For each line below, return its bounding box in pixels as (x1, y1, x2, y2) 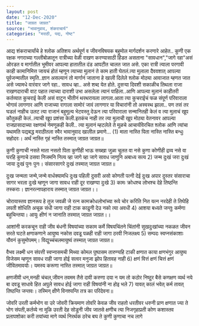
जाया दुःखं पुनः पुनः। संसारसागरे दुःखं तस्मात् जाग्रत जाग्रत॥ (6, 160, 116, 167)
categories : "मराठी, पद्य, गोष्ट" (6, 31, 76, 37)
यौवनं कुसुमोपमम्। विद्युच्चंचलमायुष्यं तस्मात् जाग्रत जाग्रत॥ (6, 237, 114, 244)
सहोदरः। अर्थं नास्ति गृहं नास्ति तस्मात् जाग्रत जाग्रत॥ (6, 135, 104, 142)
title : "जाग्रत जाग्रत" (6, 20, 51, 26)
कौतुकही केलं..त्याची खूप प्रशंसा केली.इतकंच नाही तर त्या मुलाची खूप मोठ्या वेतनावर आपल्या (6, 115, 176, 122)
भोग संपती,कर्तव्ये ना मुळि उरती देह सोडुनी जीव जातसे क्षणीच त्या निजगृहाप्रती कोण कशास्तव (6, 306, 174, 313)
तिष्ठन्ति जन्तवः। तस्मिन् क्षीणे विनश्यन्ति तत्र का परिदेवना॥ (6, 288, 113, 295)
